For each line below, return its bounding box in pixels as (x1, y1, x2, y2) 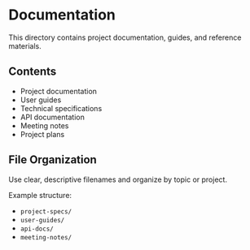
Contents (8, 65, 57, 79)
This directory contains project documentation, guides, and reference (8, 32, 242, 42)
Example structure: (8, 190, 72, 200)
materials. (8, 41, 42, 50)
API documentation (20, 112, 86, 122)
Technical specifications (20, 103, 103, 113)
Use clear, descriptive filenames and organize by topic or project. (8, 175, 228, 184)
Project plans (20, 129, 65, 139)
